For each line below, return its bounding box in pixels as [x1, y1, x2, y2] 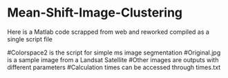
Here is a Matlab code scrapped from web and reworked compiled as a [7, 28, 209, 36]
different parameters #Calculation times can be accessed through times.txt [7, 63, 221, 71]
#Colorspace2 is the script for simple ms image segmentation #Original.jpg [7, 48, 221, 57]
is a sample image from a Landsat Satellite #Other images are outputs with [7, 55, 219, 64]
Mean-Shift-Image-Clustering [7, 5, 183, 21]
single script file [7, 35, 53, 43]
